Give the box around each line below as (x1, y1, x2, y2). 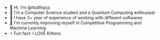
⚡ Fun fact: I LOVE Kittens (9, 30, 61, 36)
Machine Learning (9, 25, 46, 31)
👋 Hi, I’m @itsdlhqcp (9, 5, 50, 10)
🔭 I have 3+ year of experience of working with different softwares (9, 15, 143, 20)
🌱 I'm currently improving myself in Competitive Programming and (9, 20, 142, 26)
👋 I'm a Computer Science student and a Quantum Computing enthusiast (9, 10, 155, 15)
